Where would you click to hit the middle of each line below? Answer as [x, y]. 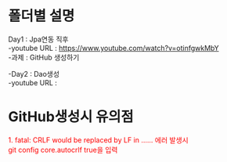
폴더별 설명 [41, 16]
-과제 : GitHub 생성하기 [44, 57]
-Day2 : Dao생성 [34, 74]
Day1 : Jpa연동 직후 [38, 39]
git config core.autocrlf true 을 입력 [63, 149]
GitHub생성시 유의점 [71, 117]
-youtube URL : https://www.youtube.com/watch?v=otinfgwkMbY [113, 48]
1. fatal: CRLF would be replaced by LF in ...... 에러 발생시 [99, 140]
